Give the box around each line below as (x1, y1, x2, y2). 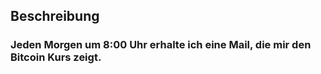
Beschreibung (10, 8, 100, 25)
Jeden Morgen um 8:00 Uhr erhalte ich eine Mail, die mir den (10, 38, 312, 52)
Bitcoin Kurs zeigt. (10, 50, 102, 64)
